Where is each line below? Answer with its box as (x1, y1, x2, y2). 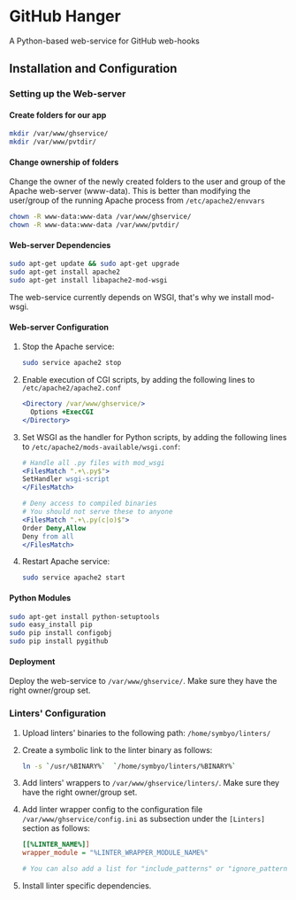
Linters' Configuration (9, 707, 107, 719)
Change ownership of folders (9, 157, 119, 167)
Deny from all (21, 531, 74, 541)
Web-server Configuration (9, 322, 109, 332)
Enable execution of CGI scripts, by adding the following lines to (21, 375, 255, 385)
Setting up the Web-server (9, 88, 126, 100)
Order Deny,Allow (21, 524, 87, 532)
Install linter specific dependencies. (21, 881, 152, 891)
